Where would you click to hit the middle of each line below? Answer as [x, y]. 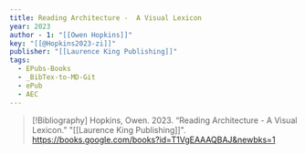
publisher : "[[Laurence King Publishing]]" [94, 52]
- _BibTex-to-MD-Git [57, 77]
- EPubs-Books [44, 69]
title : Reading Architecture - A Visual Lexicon [106, 18]
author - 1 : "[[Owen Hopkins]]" [71, 35]
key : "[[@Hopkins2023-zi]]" [63, 43]
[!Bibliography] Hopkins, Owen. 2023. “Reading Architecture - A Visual [164, 120]
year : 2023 [30, 26]
